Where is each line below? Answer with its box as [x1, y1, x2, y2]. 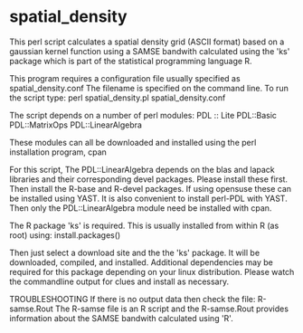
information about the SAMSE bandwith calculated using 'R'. [9, 312, 233, 323]
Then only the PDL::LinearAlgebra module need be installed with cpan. [9, 202, 272, 214]
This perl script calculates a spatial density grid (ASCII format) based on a [9, 36, 285, 47]
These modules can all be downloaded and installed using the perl [9, 137, 257, 147]
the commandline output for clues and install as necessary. [9, 276, 230, 287]
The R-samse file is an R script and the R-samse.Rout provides [55, 303, 289, 314]
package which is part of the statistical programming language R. [9, 55, 252, 66]
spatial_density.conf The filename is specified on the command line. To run [9, 82, 289, 93]
